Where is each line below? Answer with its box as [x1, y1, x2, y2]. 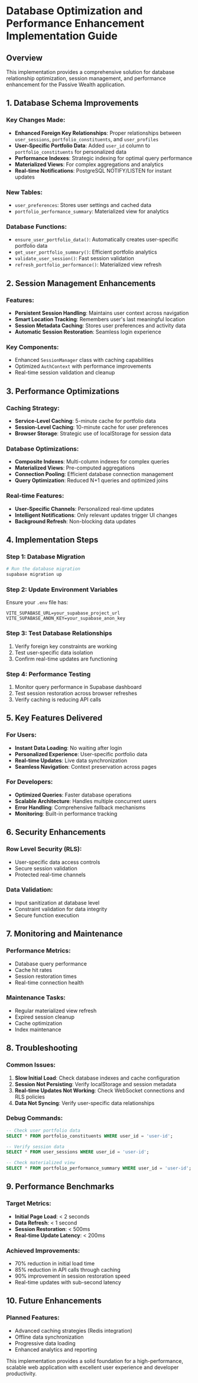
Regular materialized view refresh [14, 1007, 97, 1014]
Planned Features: [6, 1314, 60, 1322]
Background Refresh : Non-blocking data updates [14, 517, 136, 524]
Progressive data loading [14, 1339, 76, 1346]
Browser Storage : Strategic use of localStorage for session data [14, 430, 171, 437]
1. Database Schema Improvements [6, 98, 139, 108]
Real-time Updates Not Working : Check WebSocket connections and [14, 1087, 185, 1094]
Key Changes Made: [6, 116, 66, 124]
